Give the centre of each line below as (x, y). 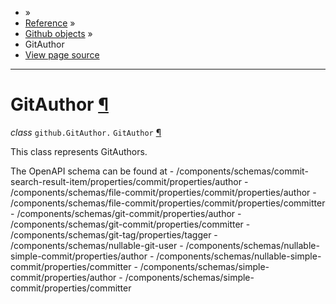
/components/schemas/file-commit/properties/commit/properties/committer (168, 203)
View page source (62, 55)
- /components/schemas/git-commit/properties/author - (126, 213)
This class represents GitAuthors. (79, 151)
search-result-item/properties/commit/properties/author (126, 181)
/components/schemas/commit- (242, 171)
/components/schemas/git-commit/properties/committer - (130, 224)
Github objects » (58, 33)
